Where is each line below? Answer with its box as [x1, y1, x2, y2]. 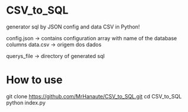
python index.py [6, 99, 46, 106]
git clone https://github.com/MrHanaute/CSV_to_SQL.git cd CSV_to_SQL [6, 92, 182, 100]
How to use [6, 73, 63, 87]
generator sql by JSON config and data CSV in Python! [6, 23, 141, 30]
